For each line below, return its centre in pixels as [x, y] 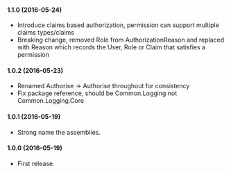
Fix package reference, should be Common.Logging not [97, 93]
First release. [36, 163]
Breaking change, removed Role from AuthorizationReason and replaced [121, 40]
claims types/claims [46, 33]
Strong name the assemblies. [59, 132]
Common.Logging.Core [51, 101]
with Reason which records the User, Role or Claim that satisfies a [111, 47]
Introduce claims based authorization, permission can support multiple [118, 25]
